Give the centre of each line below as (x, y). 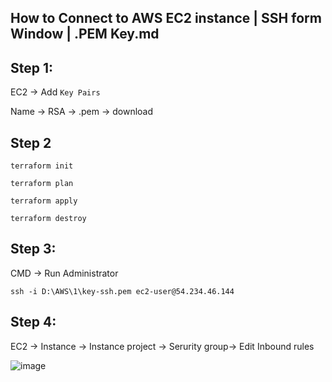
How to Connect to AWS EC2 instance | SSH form (166, 18)
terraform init (42, 166)
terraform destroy (48, 219)
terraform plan (42, 184)
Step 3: (33, 249)
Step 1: (32, 67)
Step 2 (31, 142)
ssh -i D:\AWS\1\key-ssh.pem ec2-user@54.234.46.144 (122, 291)
